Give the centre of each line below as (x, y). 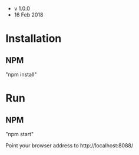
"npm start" (20, 134)
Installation (34, 39)
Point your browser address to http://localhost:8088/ (69, 146)
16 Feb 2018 (29, 15)
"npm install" (21, 74)
